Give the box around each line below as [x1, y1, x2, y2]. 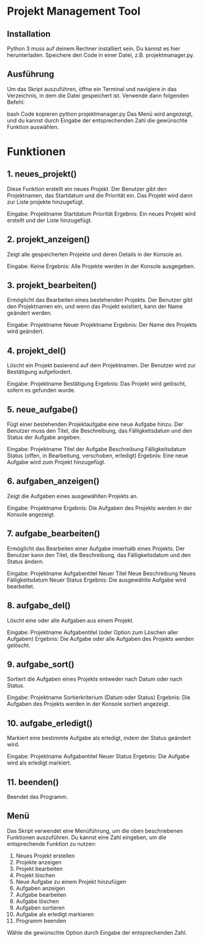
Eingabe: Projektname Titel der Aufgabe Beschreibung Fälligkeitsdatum [7, 446, 186, 453]
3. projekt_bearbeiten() [7, 280, 97, 291]
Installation [7, 29, 51, 39]
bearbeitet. [7, 583, 35, 590]
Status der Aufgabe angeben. [7, 433, 81, 441]
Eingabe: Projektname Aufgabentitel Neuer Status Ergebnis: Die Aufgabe [7, 753, 190, 760]
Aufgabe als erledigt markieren [15, 910, 94, 918]
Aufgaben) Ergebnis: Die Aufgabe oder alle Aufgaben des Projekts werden [7, 635, 194, 642]
